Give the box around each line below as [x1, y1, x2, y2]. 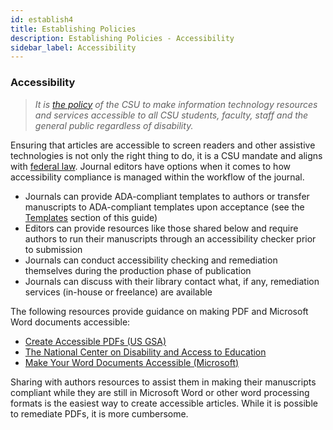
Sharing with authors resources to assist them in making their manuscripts [10, 376, 317, 388]
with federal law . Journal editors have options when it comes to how [10, 160, 291, 172]
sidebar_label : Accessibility [10, 42, 137, 53]
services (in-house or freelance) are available [24, 286, 213, 298]
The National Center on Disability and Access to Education [24, 346, 267, 358]
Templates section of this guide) [24, 211, 158, 223]
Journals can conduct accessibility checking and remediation [24, 254, 278, 266]
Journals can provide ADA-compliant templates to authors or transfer [24, 190, 310, 202]
